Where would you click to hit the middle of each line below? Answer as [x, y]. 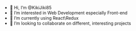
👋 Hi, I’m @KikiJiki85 [31, 8]
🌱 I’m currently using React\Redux [44, 18]
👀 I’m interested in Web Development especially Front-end [68, 13]
